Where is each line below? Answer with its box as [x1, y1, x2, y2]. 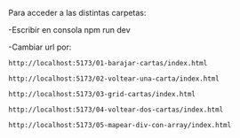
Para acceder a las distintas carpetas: [8, 8, 147, 18]
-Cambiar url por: [8, 42, 72, 52]
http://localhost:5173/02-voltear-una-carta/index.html [8, 74, 220, 83]
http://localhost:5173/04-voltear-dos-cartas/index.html [8, 105, 224, 114]
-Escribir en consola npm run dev [8, 25, 131, 34]
